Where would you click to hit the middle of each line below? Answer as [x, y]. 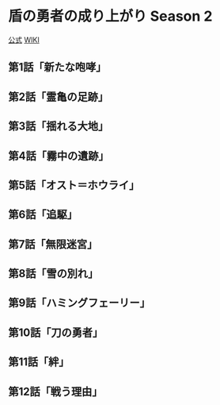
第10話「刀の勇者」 [56, 332]
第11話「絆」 [39, 362]
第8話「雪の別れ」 [53, 274]
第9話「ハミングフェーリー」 [79, 303]
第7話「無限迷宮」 [53, 244]
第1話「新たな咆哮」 [57, 67]
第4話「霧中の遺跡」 [59, 156]
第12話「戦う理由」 [55, 391]
